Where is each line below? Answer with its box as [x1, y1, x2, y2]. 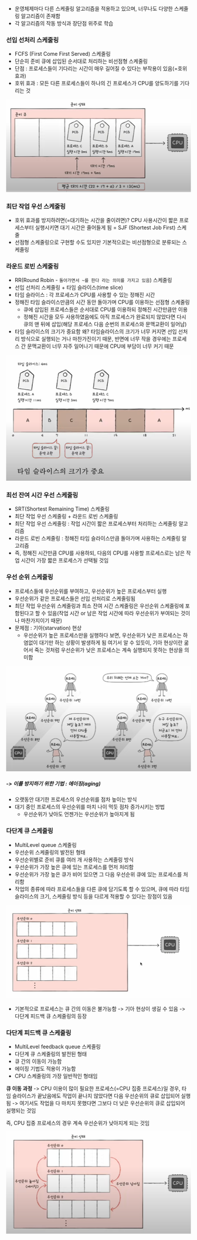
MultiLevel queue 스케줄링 [14, 841, 77, 848]
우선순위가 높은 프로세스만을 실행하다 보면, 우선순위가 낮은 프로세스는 [23, 631, 182, 639]
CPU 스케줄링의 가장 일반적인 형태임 [14, 1073, 98, 1080]
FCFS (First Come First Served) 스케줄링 [14, 51, 111, 58]
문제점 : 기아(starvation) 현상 [14, 624, 82, 631]
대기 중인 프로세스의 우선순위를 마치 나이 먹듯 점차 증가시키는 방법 [14, 803, 165, 810]
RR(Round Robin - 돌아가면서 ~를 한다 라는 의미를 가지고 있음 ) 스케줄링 [14, 277, 172, 284]
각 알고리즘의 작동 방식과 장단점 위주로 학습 [14, 20, 114, 26]
